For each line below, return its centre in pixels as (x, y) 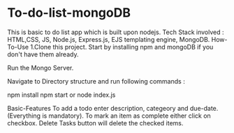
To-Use (18, 47)
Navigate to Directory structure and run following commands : (96, 81)
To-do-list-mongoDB (69, 13)
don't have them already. (43, 54)
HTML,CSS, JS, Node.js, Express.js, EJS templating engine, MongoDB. (109, 39)
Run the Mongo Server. (41, 68)
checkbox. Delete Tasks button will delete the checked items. (95, 123)
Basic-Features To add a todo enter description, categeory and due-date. (113, 108)
